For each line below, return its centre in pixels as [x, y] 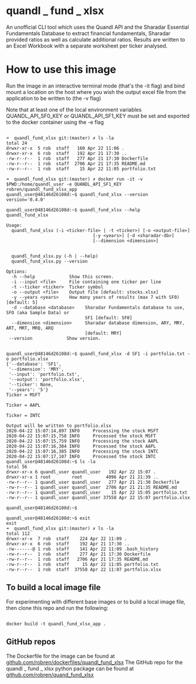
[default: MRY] [103, 333]
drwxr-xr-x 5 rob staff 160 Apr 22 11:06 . [65, 148]
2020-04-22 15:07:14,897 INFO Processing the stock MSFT [82, 431]
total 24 [17, 143]
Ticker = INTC [23, 415]
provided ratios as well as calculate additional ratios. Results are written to [96, 39]
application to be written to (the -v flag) [54, 98]
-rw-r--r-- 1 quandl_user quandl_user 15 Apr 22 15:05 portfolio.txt [97, 492]
